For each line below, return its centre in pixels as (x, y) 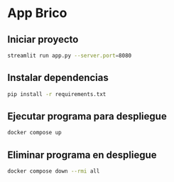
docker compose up (34, 133)
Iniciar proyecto (43, 39)
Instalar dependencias (58, 78)
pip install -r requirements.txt (57, 94)
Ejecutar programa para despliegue (87, 116)
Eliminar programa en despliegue (82, 155)
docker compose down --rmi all (54, 171)
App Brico (37, 13)
